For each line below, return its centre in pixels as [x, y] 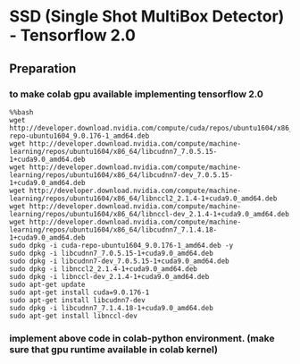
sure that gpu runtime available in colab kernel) [114, 349]
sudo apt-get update [48, 284]
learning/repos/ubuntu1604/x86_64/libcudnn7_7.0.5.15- [113, 151]
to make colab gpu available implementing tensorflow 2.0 [136, 94]
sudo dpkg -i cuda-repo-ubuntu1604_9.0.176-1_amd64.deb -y [121, 245]
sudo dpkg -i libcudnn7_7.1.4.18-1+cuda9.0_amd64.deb [112, 308]
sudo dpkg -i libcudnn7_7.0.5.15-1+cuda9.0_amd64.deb [112, 253]
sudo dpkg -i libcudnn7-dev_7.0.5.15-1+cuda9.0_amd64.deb [119, 261]
